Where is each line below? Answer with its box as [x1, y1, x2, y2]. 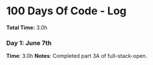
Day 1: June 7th [6, 39, 52, 47]
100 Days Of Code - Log [6, 4, 127, 18]
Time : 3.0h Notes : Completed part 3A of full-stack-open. [6, 52, 148, 60]
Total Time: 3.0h [6, 24, 48, 31]
